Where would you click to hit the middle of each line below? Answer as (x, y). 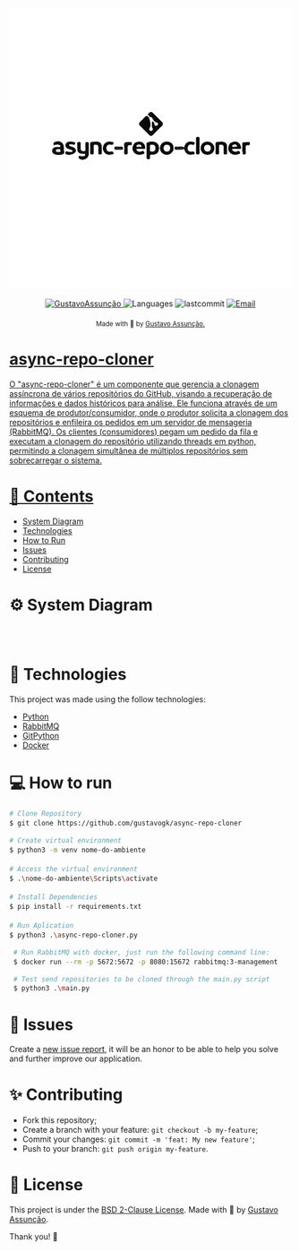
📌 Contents (51, 496)
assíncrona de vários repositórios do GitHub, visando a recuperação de (141, 393)
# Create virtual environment (66, 841)
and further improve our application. (76, 1058)
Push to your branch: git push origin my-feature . (115, 1149)
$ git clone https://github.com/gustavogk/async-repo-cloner (126, 823)
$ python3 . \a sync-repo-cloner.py (74, 935)
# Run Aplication (42, 926)
